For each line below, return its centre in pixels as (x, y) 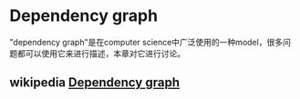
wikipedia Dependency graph (95, 83)
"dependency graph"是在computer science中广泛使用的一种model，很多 (146, 42)
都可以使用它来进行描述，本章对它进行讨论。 (101, 53)
